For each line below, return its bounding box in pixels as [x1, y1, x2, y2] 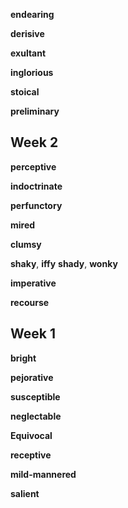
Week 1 [10, 325, 56, 343]
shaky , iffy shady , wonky [10, 257, 118, 269]
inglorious [10, 67, 54, 78]
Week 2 [10, 134, 59, 151]
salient [10, 487, 40, 499]
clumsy [10, 238, 42, 250]
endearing [10, 9, 55, 20]
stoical [10, 86, 40, 98]
